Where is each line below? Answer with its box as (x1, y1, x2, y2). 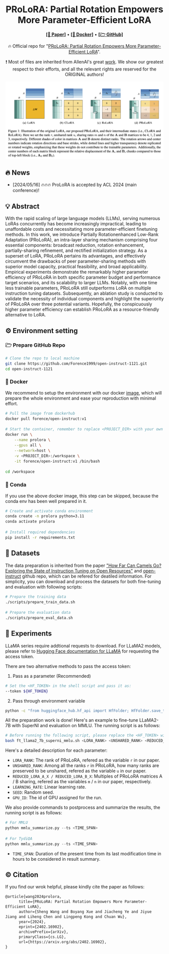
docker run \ (5, 432, 33, 437)
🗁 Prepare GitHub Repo (5, 342, 65, 349)
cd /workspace (5, 469, 35, 474)
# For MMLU (5, 820, 28, 825)
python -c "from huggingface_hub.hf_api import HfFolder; (5, 708, 129, 713)
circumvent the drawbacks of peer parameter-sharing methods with (5, 258, 146, 265)
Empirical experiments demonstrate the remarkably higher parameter (5, 269, 148, 275)
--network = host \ (14, 448, 51, 453)
